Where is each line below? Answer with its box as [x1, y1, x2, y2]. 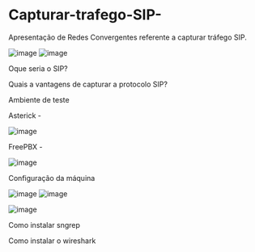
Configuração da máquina [8, 173, 96, 183]
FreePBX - [8, 141, 43, 151]
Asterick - [8, 111, 42, 120]
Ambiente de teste [8, 94, 70, 104]
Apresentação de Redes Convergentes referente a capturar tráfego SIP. [8, 32, 247, 42]
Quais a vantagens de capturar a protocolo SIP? [8, 79, 168, 89]
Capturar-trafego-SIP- [8, 6, 162, 24]
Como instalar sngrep [8, 220, 81, 229]
